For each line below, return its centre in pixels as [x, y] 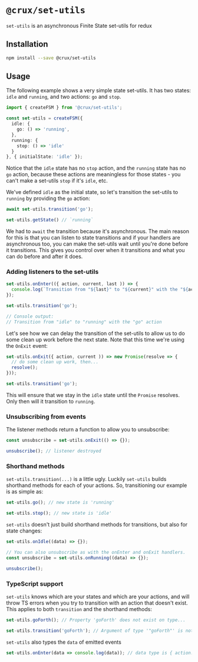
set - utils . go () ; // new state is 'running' [60, 503]
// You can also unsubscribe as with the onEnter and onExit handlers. [96, 552]
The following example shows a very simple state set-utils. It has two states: [99, 91]
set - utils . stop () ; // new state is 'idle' [59, 514]
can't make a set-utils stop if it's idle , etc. [57, 181]
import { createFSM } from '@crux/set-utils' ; [64, 108]
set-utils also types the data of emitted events [64, 642]
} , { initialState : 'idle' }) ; [44, 157]
